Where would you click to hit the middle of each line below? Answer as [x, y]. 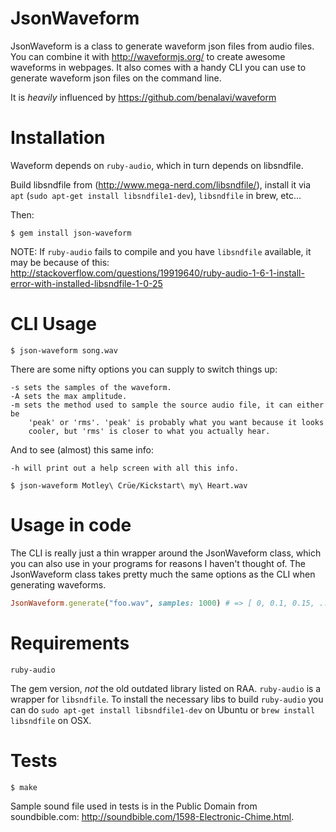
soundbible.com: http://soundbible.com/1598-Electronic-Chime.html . [152, 816]
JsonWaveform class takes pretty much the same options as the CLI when [163, 574]
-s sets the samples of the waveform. [91, 387]
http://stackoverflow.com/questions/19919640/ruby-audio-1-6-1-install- [157, 273]
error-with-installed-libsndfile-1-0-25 [86, 283]
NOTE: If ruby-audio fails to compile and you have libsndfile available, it [161, 251]
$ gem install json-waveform [71, 233]
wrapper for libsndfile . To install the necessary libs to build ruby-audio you [167, 699]
